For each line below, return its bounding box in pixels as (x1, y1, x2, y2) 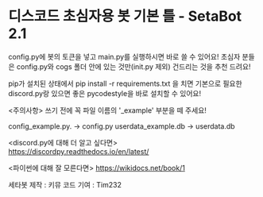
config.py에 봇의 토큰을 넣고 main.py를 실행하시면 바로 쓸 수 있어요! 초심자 (8, 52, 241, 61)
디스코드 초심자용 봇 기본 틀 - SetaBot (8, 7, 242, 25)
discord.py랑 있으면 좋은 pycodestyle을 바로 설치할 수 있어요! (8, 88, 201, 98)
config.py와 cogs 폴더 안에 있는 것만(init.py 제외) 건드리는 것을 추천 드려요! (16, 61, 252, 71)
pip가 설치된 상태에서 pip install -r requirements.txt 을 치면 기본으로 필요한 (8, 79, 242, 88)
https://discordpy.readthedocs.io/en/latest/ (8, 146, 149, 156)
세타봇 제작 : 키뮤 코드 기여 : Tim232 (8, 180, 122, 189)
